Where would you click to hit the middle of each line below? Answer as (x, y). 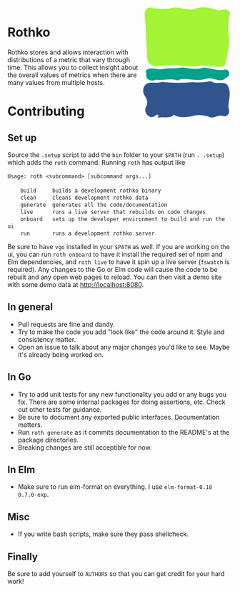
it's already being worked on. (60, 354)
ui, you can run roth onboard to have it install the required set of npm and (115, 254)
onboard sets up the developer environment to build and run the (122, 219)
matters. (30, 425)
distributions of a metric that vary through (69, 59)
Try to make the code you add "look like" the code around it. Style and (121, 332)
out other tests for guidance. (60, 409)
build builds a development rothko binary (91, 191)
